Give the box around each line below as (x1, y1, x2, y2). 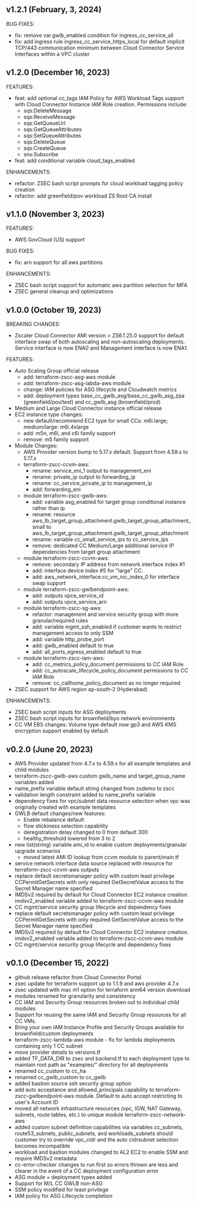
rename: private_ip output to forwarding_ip (32, 473, 136, 481)
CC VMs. (14, 1017, 36, 1025)
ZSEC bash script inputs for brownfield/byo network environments (14, 715, 175, 722)
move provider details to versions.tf (14, 1049, 101, 1056)
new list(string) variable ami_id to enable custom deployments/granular (14, 841, 187, 848)
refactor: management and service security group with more (32, 611, 179, 618)
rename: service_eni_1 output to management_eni (32, 467, 152, 474)
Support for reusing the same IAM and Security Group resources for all (14, 1011, 186, 1018)
